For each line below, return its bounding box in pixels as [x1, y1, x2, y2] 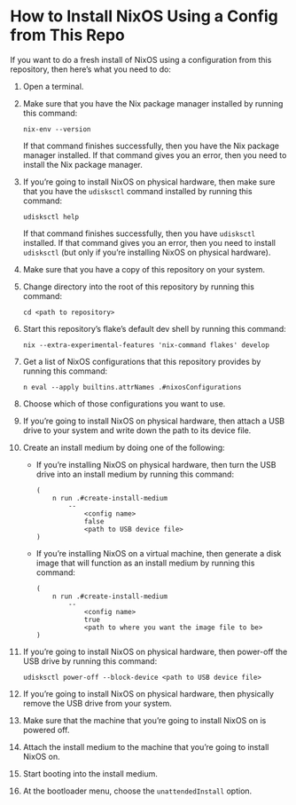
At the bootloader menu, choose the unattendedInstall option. [22, 785, 253, 796]
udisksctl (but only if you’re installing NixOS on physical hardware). [22, 247, 271, 257]
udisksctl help [22, 212, 80, 221]
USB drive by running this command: [22, 655, 158, 667]
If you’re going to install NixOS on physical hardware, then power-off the [22, 646, 288, 657]
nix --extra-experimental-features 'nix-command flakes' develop [22, 340, 269, 350]
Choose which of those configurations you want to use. [22, 398, 226, 409]
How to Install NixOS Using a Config [10, 6, 278, 27]
